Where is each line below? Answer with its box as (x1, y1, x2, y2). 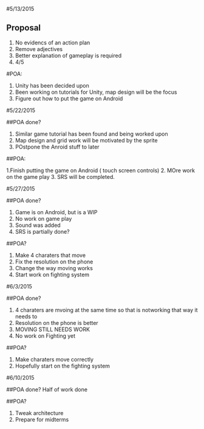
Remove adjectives (15, 45, 63, 52)
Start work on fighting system (15, 271, 90, 278)
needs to (15, 313, 38, 320)
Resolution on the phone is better (15, 319, 98, 326)
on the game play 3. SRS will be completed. (6, 173, 115, 180)
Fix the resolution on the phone (15, 258, 93, 265)
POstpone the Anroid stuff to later (15, 143, 100, 150)
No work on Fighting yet (15, 332, 76, 340)
